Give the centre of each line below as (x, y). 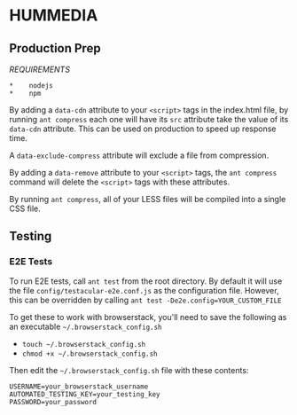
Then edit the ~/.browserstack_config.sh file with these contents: (129, 370)
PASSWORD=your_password (53, 402)
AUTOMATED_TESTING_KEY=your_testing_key (85, 394)
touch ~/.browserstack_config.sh (84, 344)
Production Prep (55, 48)
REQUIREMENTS (40, 69)
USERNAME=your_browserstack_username (79, 387)
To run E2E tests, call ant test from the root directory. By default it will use (146, 281)
